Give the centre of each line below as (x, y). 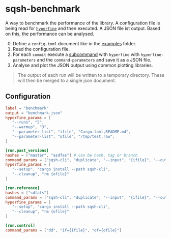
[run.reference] (22, 188)
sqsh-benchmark (43, 9)
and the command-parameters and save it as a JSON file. (94, 59)
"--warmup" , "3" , (31, 127)
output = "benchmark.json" (34, 113)
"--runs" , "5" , (28, 123)
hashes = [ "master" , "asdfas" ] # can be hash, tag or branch (72, 155)
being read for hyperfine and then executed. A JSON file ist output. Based (83, 28)
